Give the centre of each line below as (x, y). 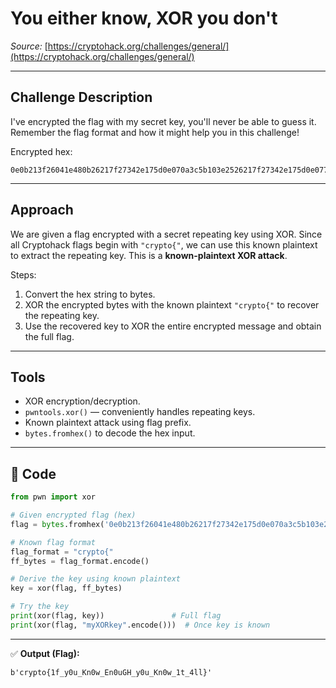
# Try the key (40, 607)
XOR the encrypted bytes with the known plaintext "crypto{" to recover (172, 304)
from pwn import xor (53, 497)
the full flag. (49, 336)
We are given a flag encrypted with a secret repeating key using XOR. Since (166, 234)
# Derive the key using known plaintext (96, 579)
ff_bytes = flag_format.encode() (80, 561)
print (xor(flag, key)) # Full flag (116, 616)
